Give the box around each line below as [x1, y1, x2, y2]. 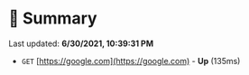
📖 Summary [8, 8, 97, 29]
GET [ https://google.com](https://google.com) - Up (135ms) [21, 55, 241, 66]
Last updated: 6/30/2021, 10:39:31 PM [8, 38, 154, 49]
